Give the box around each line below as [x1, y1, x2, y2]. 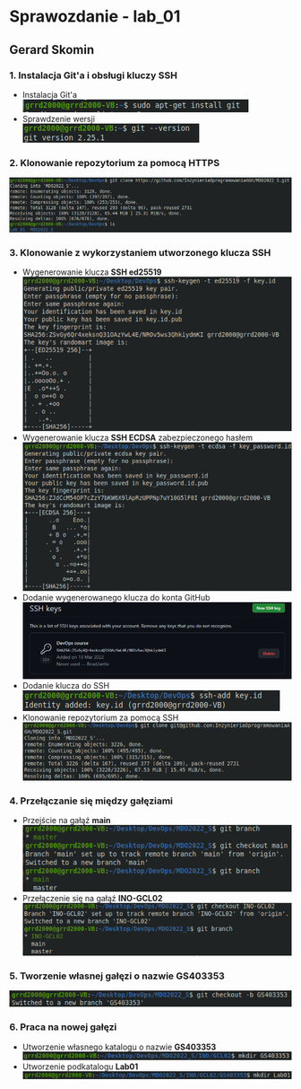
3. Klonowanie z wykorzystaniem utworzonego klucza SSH [9, 247, 271, 259]
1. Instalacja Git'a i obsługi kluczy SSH [9, 69, 177, 82]
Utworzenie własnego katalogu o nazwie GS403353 [21, 1041, 217, 1052]
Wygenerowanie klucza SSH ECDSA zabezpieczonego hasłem [21, 433, 254, 444]
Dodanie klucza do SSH [21, 680, 110, 690]
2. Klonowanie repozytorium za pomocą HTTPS [9, 156, 220, 169]
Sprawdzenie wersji [21, 113, 96, 124]
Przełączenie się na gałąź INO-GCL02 [21, 892, 163, 903]
